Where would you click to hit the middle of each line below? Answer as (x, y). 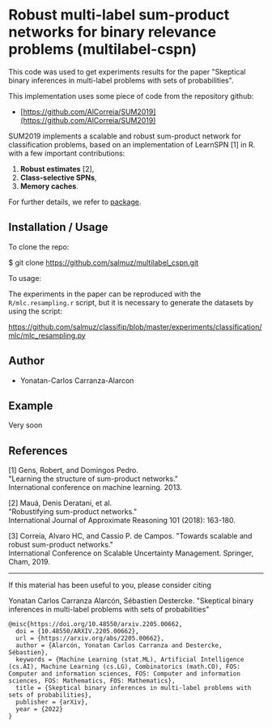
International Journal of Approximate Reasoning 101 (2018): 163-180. (122, 521)
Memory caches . (49, 186)
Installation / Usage (58, 227)
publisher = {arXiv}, (52, 702)
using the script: (36, 311)
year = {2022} (39, 709)
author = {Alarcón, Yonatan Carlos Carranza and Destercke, (119, 645)
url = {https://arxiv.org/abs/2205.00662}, (90, 639)
